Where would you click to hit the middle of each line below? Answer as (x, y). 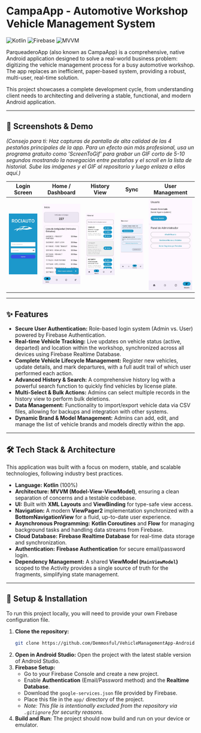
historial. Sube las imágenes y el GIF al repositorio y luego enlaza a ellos (96, 166)
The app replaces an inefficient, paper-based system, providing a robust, (96, 71)
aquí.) (13, 173)
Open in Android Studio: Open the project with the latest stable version (103, 654)
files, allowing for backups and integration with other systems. (92, 412)
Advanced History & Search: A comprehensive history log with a (95, 380)
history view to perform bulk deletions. (63, 399)
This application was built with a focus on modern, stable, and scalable (94, 467)
